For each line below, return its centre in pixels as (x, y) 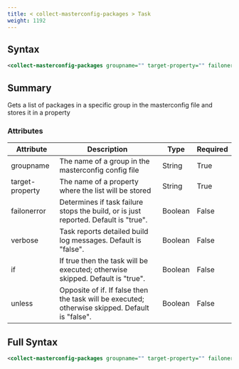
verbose (25, 240)
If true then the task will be (103, 261)
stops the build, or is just (100, 211)
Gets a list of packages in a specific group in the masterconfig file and (110, 105)
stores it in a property (39, 112)
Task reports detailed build (104, 232)
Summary (30, 88)
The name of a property (99, 182)
